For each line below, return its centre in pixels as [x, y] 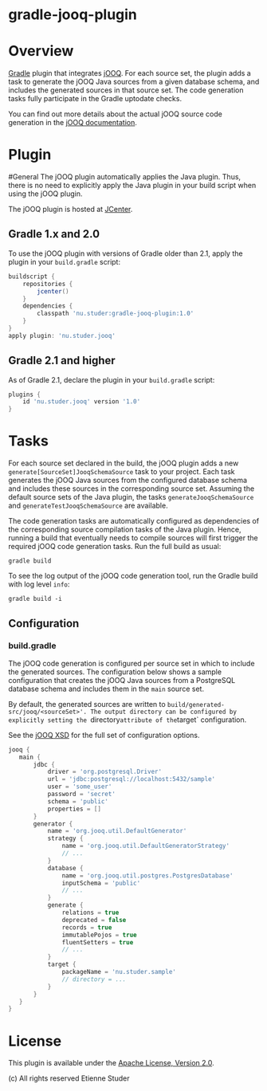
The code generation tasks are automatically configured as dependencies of [134, 521]
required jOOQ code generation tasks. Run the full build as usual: [115, 547]
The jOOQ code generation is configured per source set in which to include [132, 663]
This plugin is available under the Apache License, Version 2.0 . [112, 1063]
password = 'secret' [81, 795]
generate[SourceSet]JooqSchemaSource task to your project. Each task [122, 472]
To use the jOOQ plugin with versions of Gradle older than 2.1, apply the [126, 253]
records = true [87, 927]
